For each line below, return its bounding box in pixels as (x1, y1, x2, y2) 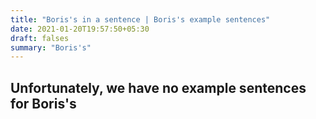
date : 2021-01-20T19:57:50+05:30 (10, 24, 150, 34)
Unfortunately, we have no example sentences (10, 79, 307, 96)
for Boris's (10, 95, 77, 112)
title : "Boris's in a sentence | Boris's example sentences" (10, 14, 271, 25)
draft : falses (10, 33, 70, 43)
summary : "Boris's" (10, 42, 92, 53)
